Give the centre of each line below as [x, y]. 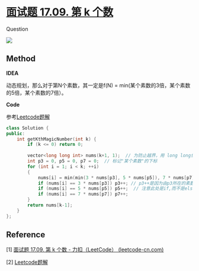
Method [21, 59]
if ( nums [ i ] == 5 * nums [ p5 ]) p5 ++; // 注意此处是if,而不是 [111, 189]
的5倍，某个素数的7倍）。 [36, 93]
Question [17, 29]
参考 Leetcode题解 [28, 117]
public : [16, 133]
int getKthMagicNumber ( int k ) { [57, 139]
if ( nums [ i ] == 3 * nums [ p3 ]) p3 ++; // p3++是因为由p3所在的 [112, 183]
